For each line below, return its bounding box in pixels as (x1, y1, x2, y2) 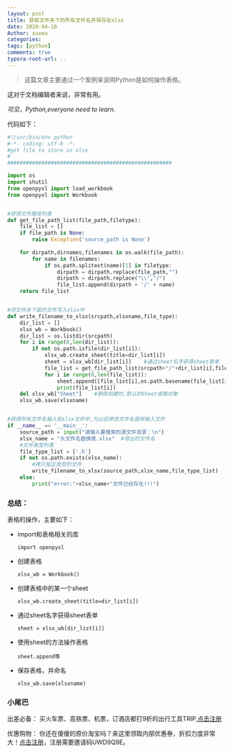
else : (19, 474, 36, 481)
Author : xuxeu (7, 29, 49, 37)
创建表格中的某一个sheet (17, 584, 89, 592)
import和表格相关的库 (17, 530, 79, 539)
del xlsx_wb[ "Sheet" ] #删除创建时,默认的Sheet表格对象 (19, 390, 178, 397)
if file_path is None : (19, 230, 85, 237)
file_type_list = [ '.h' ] (19, 448, 92, 455)
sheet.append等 (17, 653, 60, 660)
